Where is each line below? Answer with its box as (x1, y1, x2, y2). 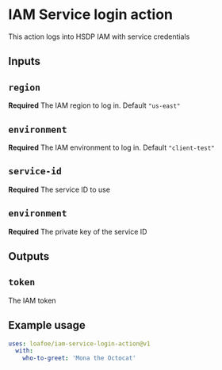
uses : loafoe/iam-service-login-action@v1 (8, 339, 151, 348)
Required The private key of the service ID (8, 227, 147, 236)
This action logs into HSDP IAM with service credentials (8, 32, 190, 41)
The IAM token (8, 296, 57, 305)
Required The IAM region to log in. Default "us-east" (8, 101, 181, 110)
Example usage (8, 319, 86, 332)
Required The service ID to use (8, 185, 111, 194)
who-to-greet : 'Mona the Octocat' (22, 354, 136, 362)
